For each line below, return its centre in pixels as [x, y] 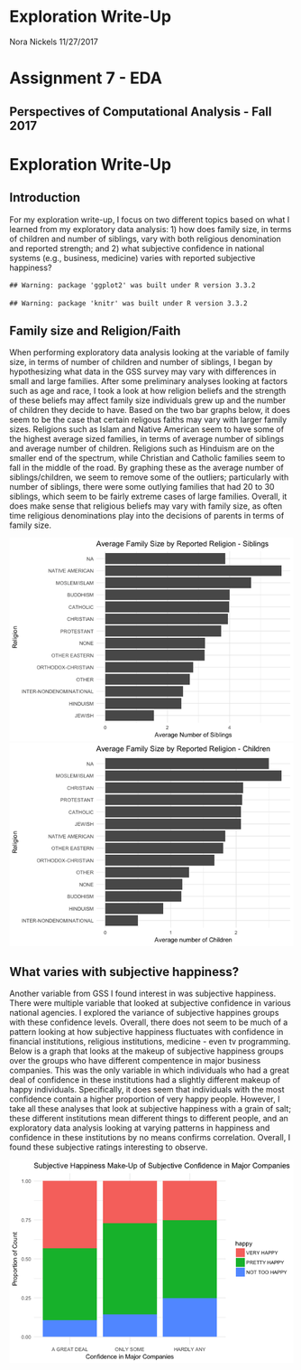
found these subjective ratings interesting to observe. [109, 1147]
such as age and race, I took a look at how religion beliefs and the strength [148, 391]
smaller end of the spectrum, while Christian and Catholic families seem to [147, 458]
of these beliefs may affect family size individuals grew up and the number [148, 400]
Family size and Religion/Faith [95, 330]
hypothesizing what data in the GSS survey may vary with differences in [143, 371]
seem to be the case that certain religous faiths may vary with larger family [148, 420]
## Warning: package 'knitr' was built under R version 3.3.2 [128, 303]
